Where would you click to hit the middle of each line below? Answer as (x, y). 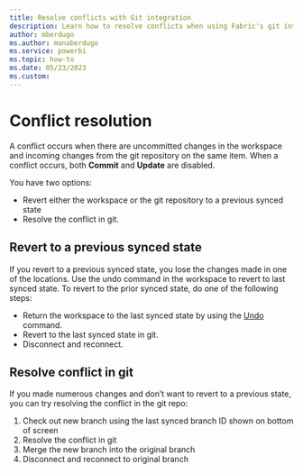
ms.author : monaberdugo (54, 43)
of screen (40, 431)
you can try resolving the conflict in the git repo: (99, 404)
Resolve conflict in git (71, 372)
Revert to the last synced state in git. (90, 334)
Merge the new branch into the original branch (109, 450)
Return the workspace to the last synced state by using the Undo (143, 315)
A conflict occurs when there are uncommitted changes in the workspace (146, 146)
